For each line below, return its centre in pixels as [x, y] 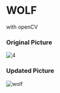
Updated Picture [30, 71]
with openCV [22, 27]
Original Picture [29, 42]
